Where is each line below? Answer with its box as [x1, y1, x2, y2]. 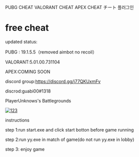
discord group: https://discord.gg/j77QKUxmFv [5, 78, 101, 84]
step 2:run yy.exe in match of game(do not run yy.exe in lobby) [5, 136, 134, 142]
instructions [5, 117, 30, 123]
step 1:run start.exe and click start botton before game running [5, 126, 134, 132]
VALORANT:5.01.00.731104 [5, 59, 60, 65]
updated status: [5, 38, 37, 44]
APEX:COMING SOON [5, 68, 50, 74]
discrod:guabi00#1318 [5, 88, 51, 94]
